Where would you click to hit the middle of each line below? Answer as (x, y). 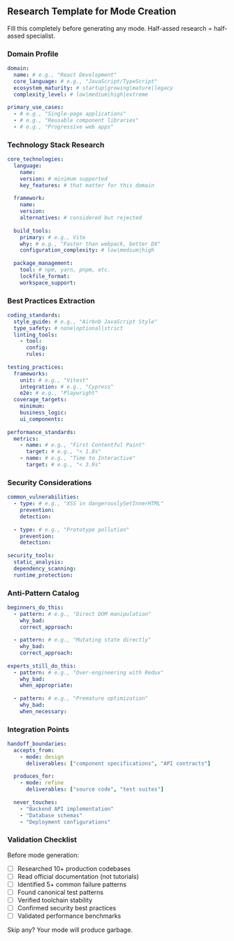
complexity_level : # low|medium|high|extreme (81, 94)
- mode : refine (42, 783)
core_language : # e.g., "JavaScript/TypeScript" (86, 81)
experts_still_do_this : (42, 666)
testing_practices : (36, 367)
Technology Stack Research (56, 145)
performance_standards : (42, 432)
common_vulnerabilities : (43, 497)
